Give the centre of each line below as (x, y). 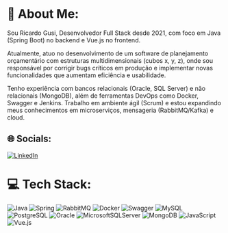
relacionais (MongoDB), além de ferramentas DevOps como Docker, (103, 96)
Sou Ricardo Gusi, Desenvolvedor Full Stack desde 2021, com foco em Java (114, 33)
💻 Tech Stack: (49, 184)
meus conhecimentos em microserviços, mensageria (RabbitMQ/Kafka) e (111, 110)
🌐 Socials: (29, 139)
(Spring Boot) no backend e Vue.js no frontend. (74, 40)
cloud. (16, 117)
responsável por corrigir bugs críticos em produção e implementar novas (110, 68)
